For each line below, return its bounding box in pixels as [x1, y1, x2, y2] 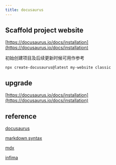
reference [5, 112, 37, 121]
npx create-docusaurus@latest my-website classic [5, 65, 111, 70]
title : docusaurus [5, 7, 44, 13]
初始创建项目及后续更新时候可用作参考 [5, 55, 84, 61]
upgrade [5, 78, 33, 87]
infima [5, 154, 19, 161]
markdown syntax [5, 135, 43, 141]
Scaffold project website [5, 26, 84, 35]
